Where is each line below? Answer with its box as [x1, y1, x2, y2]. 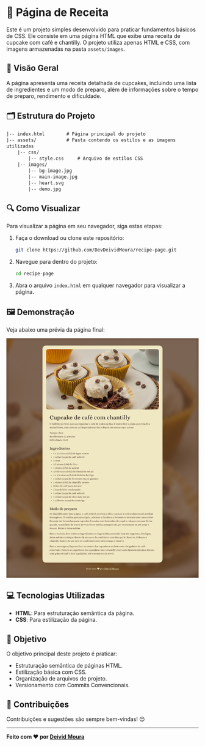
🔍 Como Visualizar [6, 203, 81, 214]
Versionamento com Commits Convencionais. [15, 682, 130, 689]
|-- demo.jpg [28, 186, 62, 192]
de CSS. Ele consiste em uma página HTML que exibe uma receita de [6, 32, 181, 39]
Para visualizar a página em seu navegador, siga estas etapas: [6, 223, 163, 230]
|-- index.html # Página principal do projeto [6, 131, 146, 137]
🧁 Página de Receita [6, 6, 109, 20]
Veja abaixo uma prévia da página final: [6, 326, 105, 333]
